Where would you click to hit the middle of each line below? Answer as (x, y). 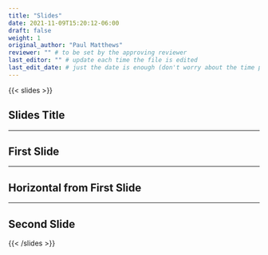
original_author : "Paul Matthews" (66, 45)
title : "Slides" (35, 16)
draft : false (30, 30)
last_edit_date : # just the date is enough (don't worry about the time (132, 68)
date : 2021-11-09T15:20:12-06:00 (64, 23)
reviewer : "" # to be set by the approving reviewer (98, 53)
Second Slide (42, 224)
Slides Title (37, 115)
